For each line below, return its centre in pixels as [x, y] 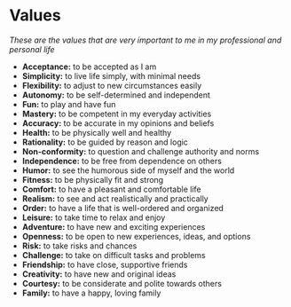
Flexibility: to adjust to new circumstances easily [112, 85]
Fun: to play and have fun [69, 104]
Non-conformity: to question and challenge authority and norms [141, 151]
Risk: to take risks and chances [79, 246]
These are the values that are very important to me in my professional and [145, 40]
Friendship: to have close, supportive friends [105, 264]
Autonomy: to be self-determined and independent [116, 95]
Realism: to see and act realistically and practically [115, 198]
